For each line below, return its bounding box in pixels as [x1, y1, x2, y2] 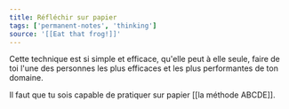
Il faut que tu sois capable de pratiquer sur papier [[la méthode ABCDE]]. [9, 90, 276, 100]
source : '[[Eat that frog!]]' [9, 29, 122, 38]
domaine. [9, 73, 44, 83]
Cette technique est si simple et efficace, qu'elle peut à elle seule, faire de [9, 54, 280, 65]
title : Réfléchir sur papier [9, 12, 117, 22]
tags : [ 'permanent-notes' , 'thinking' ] [9, 21, 157, 30]
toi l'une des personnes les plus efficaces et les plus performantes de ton [9, 63, 278, 74]
